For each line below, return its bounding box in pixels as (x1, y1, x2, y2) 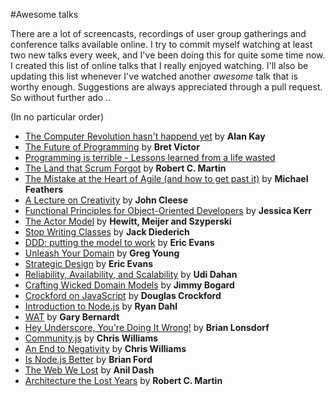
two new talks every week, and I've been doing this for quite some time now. (10, 49, 326, 61)
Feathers (24, 184, 63, 195)
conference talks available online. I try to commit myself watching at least (10, 39, 313, 50)
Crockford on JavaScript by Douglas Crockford (24, 290, 222, 301)
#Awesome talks (10, 9, 79, 20)
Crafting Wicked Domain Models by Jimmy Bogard (24, 279, 235, 291)
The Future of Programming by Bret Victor (24, 141, 200, 153)
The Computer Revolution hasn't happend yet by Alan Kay (24, 130, 266, 142)
